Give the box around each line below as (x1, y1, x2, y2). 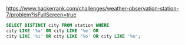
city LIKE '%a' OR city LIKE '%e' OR (6, 27, 99, 34)
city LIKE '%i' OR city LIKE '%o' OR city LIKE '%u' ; (6, 33, 141, 39)
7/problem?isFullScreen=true (6, 11, 77, 18)
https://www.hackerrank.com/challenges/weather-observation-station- (6, 5, 179, 12)
